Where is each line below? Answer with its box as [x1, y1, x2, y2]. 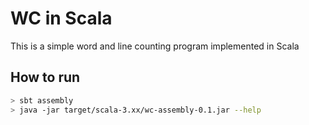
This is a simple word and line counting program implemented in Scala [10, 40, 300, 52]
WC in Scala [10, 7, 113, 30]
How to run [10, 69, 81, 86]
